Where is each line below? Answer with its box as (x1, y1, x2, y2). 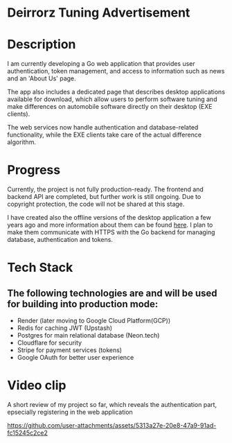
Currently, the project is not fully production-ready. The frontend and (7, 185, 204, 193)
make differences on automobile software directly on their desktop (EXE (7, 103, 213, 111)
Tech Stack (7, 260, 73, 275)
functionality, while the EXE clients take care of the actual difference (7, 130, 202, 139)
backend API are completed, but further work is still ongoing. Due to (7, 193, 202, 201)
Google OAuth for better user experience (17, 354, 134, 362)
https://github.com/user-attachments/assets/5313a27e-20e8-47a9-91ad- (7, 422, 217, 429)
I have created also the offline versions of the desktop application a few (7, 214, 211, 222)
